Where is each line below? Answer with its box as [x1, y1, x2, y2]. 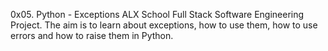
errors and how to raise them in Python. [10, 30, 174, 41]
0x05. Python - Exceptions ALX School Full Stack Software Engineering [10, 9, 305, 20]
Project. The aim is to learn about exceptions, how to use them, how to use [10, 19, 318, 31]
